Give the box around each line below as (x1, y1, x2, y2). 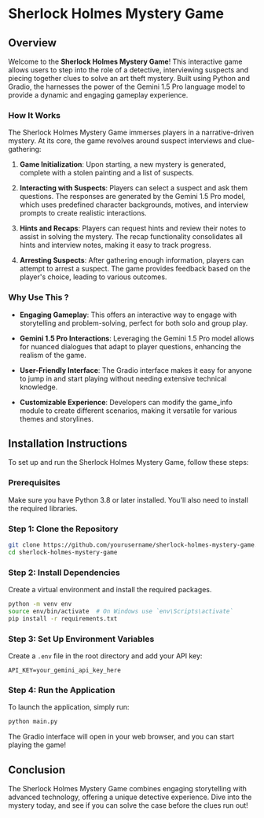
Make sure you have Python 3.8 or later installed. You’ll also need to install (8, 495, 249, 504)
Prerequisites (8, 477, 60, 488)
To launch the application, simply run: (8, 702, 130, 712)
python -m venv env (8, 600, 72, 608)
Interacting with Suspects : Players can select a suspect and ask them (19, 183, 248, 193)
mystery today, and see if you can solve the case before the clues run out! (8, 800, 249, 810)
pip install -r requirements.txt (8, 614, 118, 622)
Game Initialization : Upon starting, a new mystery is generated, (19, 160, 226, 169)
